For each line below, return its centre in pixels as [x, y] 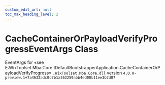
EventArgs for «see [25, 62]
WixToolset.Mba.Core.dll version [88, 73]
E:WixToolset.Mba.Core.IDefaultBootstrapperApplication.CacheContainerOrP [83, 68]
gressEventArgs [39, 49]
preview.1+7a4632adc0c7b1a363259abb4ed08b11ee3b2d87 [60, 78]
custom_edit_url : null [28, 10]
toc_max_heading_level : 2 [32, 14]
